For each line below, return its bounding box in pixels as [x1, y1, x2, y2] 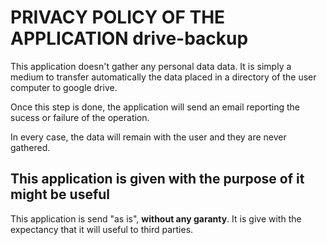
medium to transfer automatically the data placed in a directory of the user [10, 71, 317, 83]
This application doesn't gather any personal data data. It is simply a [10, 60, 292, 72]
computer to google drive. [10, 81, 118, 93]
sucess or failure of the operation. [10, 111, 150, 123]
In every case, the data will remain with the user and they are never [10, 131, 287, 143]
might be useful [10, 186, 111, 203]
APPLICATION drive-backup [10, 27, 249, 50]
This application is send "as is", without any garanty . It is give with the [10, 212, 302, 225]
